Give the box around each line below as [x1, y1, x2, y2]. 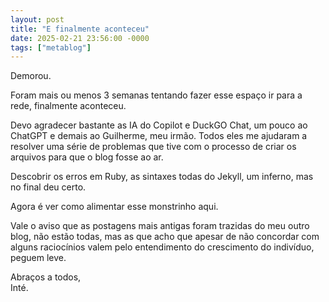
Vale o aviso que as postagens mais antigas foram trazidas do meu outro [10, 220, 310, 232]
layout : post [10, 14, 65, 25]
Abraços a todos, [10, 271, 82, 283]
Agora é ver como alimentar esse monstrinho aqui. [10, 201, 219, 213]
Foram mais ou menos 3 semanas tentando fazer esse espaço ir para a [10, 89, 303, 101]
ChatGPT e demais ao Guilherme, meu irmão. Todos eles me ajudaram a [10, 130, 308, 142]
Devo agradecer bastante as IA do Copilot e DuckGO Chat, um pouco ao [10, 119, 308, 131]
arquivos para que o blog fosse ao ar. [10, 151, 164, 163]
